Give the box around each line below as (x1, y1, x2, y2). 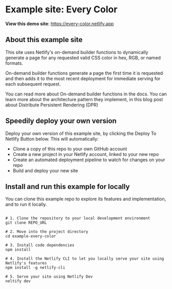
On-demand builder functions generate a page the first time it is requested (5, 70, 163, 76)
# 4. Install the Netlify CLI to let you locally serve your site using (5, 256, 164, 261)
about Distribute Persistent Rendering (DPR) (5, 102, 99, 108)
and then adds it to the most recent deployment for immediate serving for (5, 75, 161, 82)
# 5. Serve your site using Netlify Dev (5, 274, 93, 279)
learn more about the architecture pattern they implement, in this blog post (5, 96, 163, 102)
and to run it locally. (5, 201, 47, 207)
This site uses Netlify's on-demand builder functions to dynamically (5, 49, 148, 55)
